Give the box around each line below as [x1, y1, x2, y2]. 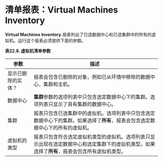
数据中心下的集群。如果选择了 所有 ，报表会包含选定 [33, 117, 150, 124]
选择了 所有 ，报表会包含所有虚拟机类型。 [33, 148, 126, 155]
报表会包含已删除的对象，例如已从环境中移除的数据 [33, 73, 150, 80]
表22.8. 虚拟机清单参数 [5, 48, 51, 54]
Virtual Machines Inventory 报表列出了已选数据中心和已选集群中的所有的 [5, 31, 152, 37]
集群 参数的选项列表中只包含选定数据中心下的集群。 [33, 93, 150, 100]
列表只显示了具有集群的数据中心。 [38, 101, 116, 107]
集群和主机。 [43, 81, 73, 88]
